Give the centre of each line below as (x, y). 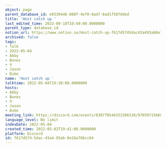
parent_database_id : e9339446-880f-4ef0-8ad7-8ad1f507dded (67, 14)
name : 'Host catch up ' (30, 78)
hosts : (12, 88)
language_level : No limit (32, 120)
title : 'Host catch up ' (31, 19)
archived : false (22, 37)
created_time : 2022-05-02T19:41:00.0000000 (51, 129)
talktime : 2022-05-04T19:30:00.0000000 (46, 83)
